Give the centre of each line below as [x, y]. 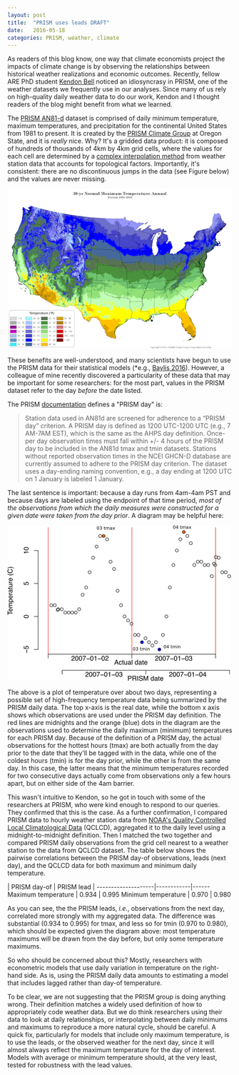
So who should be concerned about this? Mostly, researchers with [105, 960]
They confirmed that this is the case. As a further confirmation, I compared [117, 812]
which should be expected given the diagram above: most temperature [111, 931]
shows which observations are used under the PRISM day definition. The [114, 715]
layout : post [27, 15]
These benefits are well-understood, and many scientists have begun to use [119, 360]
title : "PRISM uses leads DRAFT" [59, 22]
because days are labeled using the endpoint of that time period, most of [115, 501]
